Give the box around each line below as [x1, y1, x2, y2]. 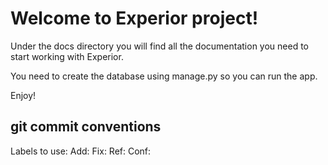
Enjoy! [10, 89, 37, 101]
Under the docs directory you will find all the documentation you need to [10, 40, 310, 52]
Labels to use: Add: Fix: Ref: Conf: [10, 145, 152, 157]
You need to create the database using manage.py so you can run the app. [10, 70, 318, 82]
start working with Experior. [10, 50, 124, 62]
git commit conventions [10, 118, 162, 136]
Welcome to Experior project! [10, 7, 259, 30]
